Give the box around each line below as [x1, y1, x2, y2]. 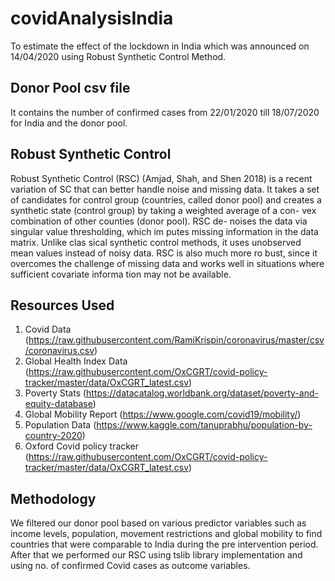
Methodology [10, 490, 97, 507]
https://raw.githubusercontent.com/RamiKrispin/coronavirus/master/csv [28, 334, 325, 346]
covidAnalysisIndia [10, 7, 174, 30]
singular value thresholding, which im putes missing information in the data [10, 225, 319, 237]
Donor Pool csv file [10, 80, 131, 97]
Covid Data [24, 323, 72, 336]
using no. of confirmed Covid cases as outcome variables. [10, 560, 251, 572]
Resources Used [10, 297, 115, 314]
